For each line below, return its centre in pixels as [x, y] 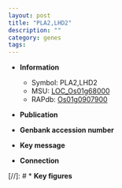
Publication [39, 115]
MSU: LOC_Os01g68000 [70, 91]
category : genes [35, 38]
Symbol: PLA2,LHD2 [65, 83]
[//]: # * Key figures [40, 176]
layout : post [30, 15]
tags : [17, 45]
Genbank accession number [67, 130]
